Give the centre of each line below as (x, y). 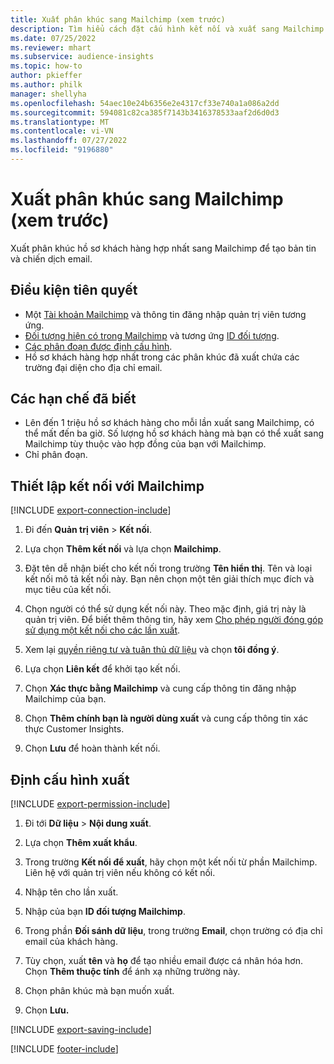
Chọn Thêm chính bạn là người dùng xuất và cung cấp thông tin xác (166, 718)
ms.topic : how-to (46, 66)
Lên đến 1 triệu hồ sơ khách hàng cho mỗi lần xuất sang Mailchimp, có (169, 423)
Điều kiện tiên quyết (74, 290)
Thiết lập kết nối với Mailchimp (107, 486)
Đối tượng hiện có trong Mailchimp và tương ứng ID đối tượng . (152, 335)
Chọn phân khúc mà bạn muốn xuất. (99, 991)
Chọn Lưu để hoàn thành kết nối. (92, 748)
